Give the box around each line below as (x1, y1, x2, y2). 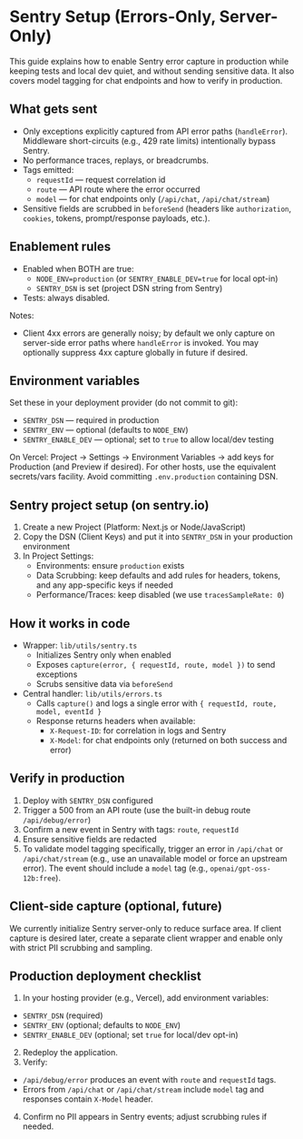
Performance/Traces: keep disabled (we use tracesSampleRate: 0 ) (35, 590, 285, 600)
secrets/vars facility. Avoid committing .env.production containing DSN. (9, 471, 279, 482)
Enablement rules (9, 239, 112, 255)
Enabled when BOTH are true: (22, 263, 134, 274)
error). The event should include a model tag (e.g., (22, 862, 209, 873)
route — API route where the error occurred (35, 184, 201, 195)
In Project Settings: (22, 550, 94, 561)
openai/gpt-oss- (210, 864, 272, 873)
